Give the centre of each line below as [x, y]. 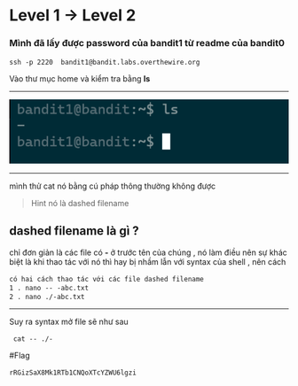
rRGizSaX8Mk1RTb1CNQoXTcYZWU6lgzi [73, 373]
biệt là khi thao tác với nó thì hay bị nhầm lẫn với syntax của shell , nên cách [148, 261]
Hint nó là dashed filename [80, 204]
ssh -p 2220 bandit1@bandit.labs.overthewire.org [105, 63]
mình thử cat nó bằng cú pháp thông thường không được [113, 186]
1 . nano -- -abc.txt [49, 288]
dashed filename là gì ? [74, 231]
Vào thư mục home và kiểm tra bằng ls [80, 79]
